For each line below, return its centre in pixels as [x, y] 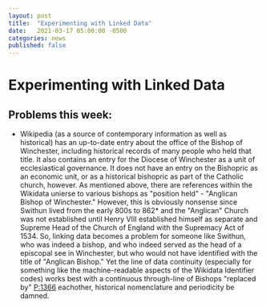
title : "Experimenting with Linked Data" [80, 23]
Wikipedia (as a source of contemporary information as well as [123, 134]
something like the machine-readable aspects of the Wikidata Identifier [137, 270]
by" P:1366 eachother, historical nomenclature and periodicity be [127, 287]
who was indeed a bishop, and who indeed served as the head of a [131, 244]
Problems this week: [60, 114]
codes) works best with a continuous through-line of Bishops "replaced [138, 279]
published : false [37, 46]
